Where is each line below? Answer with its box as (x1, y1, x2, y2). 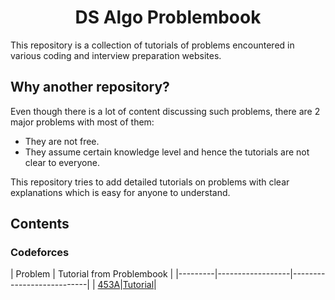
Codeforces (10, 246, 70, 260)
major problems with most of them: (10, 116, 155, 128)
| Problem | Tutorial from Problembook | (10, 268, 174, 280)
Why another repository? (10, 79, 170, 96)
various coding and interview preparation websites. (10, 49, 222, 61)
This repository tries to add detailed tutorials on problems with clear (10, 176, 290, 188)
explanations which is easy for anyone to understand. (10, 186, 231, 198)
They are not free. (24, 135, 100, 147)
